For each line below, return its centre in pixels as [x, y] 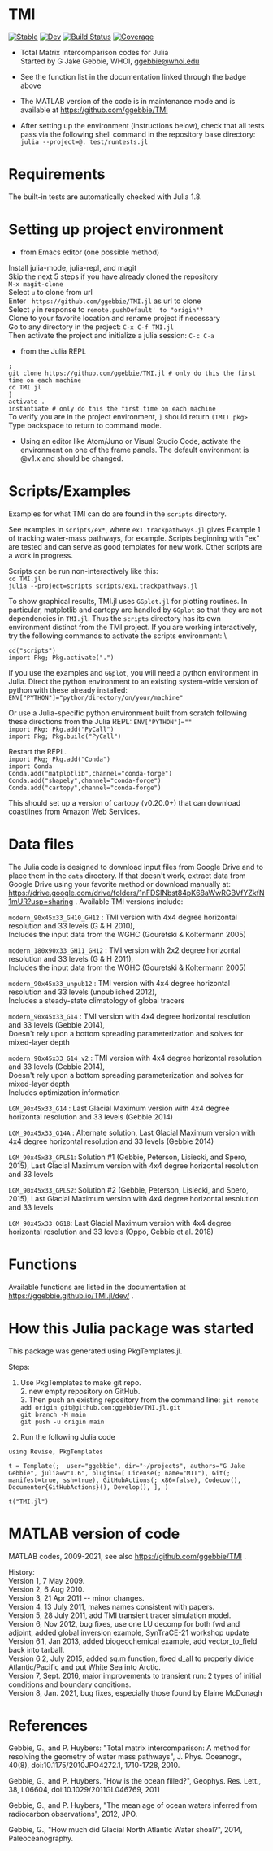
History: [22, 1572]
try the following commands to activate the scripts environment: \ [118, 636]
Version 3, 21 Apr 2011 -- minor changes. [76, 1597]
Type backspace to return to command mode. [85, 425]
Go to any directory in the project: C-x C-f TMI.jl [91, 327]
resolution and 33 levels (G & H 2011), [71, 958]
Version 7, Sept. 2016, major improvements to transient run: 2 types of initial [135, 1675]
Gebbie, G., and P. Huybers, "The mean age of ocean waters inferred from [133, 1805]
